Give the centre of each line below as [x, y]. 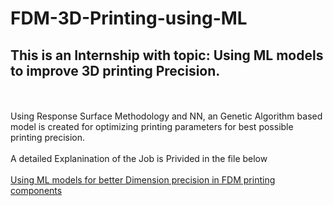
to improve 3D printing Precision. [115, 70]
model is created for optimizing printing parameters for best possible [152, 126]
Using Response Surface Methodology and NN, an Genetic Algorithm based [166, 116]
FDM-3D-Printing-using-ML [129, 18]
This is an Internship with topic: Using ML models [167, 55]
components [36, 190]
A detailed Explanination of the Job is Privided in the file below [139, 158]
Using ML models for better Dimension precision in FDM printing [143, 180]
